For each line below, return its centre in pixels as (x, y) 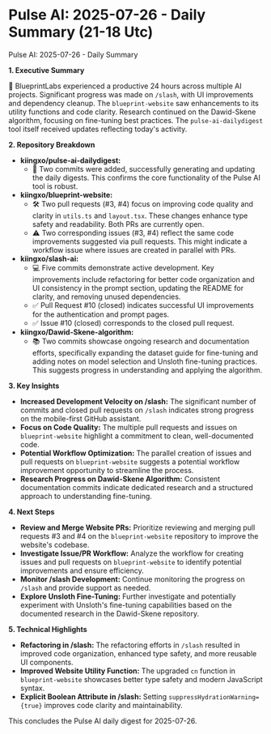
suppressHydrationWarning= (214, 697)
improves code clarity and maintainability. (114, 705)
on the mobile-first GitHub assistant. (80, 418)
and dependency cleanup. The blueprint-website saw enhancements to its (133, 103)
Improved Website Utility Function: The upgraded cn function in (128, 671)
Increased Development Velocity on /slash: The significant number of (138, 401)
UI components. (47, 662)
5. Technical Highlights (48, 629)
